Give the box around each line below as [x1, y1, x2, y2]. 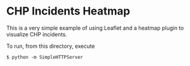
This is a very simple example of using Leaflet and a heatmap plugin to [6, 24, 185, 31]
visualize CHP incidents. [6, 30, 67, 38]
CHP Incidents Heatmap [6, 4, 130, 18]
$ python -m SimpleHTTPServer [6, 54, 84, 60]
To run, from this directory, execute [6, 42, 95, 50]
